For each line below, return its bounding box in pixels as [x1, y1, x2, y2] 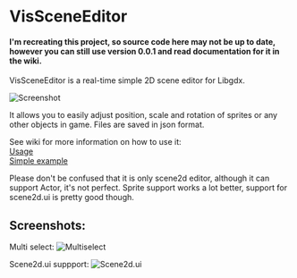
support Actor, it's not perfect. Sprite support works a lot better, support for [9, 182, 288, 193]
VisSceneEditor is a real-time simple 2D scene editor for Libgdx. [9, 75, 246, 86]
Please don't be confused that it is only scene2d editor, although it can [9, 173, 270, 184]
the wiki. [9, 55, 42, 66]
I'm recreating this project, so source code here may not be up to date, [9, 36, 276, 46]
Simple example [9, 156, 69, 166]
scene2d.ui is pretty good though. [9, 192, 134, 203]
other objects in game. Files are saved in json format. [9, 119, 205, 131]
